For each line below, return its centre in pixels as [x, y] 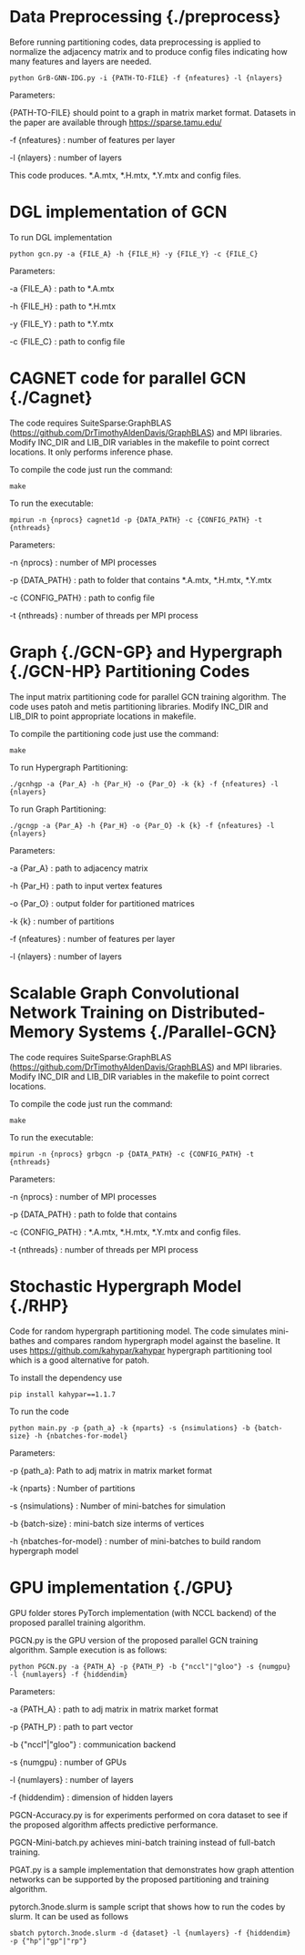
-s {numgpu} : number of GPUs [68, 1762]
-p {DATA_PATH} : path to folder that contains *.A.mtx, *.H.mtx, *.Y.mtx [141, 579]
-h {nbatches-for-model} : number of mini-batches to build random [135, 1540]
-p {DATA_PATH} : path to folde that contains [93, 1214]
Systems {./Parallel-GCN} [178, 1032]
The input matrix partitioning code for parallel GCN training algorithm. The [148, 696]
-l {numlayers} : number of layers [71, 1779]
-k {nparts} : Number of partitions [72, 1488]
